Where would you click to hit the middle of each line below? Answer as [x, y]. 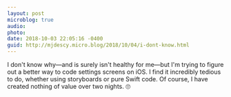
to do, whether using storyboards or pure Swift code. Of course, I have [108, 79]
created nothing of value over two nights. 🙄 [69, 86]
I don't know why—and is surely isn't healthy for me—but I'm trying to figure [115, 65]
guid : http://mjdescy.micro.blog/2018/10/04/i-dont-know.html [98, 45]
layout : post [26, 13]
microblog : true [30, 20]
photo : [17, 32]
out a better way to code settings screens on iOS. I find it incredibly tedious [114, 72]
